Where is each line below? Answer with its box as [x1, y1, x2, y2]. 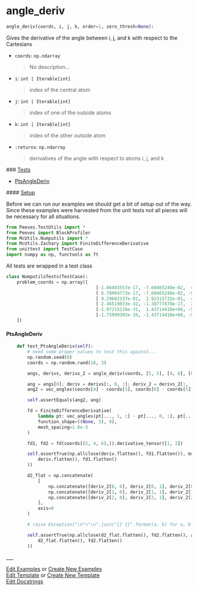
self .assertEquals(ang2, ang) [27, 397, 101, 403]
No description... [29, 63, 70, 70]
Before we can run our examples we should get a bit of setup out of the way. [6, 200, 192, 207]
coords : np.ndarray [14, 52, 61, 59]
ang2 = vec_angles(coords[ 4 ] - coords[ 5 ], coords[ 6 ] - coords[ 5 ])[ [27, 387, 196, 392]
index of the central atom [29, 86, 91, 93]
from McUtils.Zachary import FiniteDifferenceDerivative [6, 240, 149, 247]
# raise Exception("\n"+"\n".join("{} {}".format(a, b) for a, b [27, 521, 192, 528]
